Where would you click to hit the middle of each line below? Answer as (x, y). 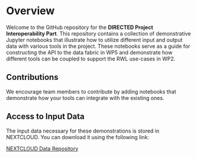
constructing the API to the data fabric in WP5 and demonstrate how (89, 52)
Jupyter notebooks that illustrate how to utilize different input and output (94, 40)
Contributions (32, 77)
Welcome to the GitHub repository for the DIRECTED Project (80, 27)
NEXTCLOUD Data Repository (42, 149)
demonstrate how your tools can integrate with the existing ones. (85, 98)
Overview (30, 11)
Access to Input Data (45, 117)
